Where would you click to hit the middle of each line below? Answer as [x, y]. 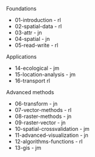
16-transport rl [32, 81]
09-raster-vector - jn [40, 123]
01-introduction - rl [38, 20]
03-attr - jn [28, 33]
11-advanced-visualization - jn [52, 135]
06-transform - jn [36, 104]
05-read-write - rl [36, 45]
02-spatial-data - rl [38, 26]
